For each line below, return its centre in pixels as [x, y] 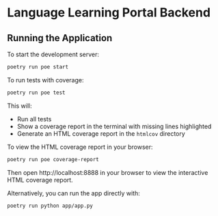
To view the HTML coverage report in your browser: [80, 147]
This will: [19, 106]
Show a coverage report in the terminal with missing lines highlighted [114, 126]
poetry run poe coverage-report [53, 159]
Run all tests [34, 119]
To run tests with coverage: [45, 80]
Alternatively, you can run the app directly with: [73, 193]
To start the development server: [53, 54]
